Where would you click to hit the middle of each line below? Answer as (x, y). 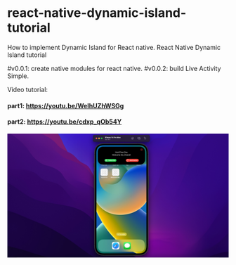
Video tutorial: (27, 89)
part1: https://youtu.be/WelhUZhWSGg (66, 105)
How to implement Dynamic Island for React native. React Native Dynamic (114, 47)
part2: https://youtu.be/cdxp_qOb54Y (65, 122)
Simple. (18, 76)
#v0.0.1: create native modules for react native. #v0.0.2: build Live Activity (114, 68)
